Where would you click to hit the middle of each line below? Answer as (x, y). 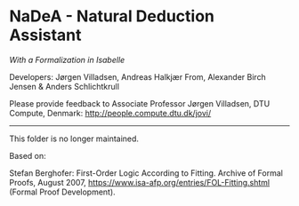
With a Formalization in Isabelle (67, 59)
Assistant (45, 35)
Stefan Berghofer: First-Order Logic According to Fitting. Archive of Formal (146, 173)
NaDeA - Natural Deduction (112, 16)
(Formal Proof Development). (62, 192)
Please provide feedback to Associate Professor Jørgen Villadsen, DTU (140, 103)
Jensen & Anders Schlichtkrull (65, 86)
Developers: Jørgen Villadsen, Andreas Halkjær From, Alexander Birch (138, 76)
